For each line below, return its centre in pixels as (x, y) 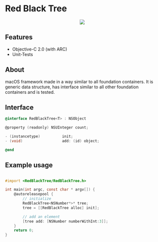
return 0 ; (24, 230)
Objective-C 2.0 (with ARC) (40, 49)
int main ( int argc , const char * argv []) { (50, 189)
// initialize (37, 199)
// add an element (41, 216)
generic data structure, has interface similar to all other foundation (72, 87)
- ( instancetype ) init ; (39, 136)
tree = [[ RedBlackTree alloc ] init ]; (61, 208)
